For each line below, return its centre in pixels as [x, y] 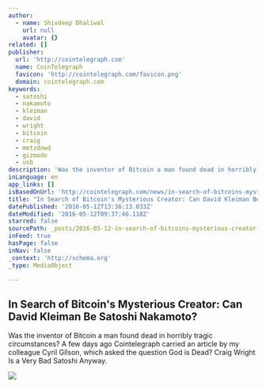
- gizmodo [31, 155]
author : [21, 15]
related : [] [28, 45]
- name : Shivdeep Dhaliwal [60, 23]
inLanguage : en [33, 177]
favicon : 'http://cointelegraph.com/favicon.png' [99, 74]
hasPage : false [33, 243]
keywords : [25, 89]
